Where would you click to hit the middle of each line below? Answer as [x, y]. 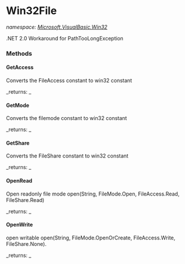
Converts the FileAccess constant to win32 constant [69, 81]
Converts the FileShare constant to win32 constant [67, 156]
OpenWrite [20, 225]
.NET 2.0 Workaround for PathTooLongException [65, 38]
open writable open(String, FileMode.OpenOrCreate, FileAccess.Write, [91, 238]
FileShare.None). [26, 244]
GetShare [18, 143]
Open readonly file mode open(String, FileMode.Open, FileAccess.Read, [93, 194]
